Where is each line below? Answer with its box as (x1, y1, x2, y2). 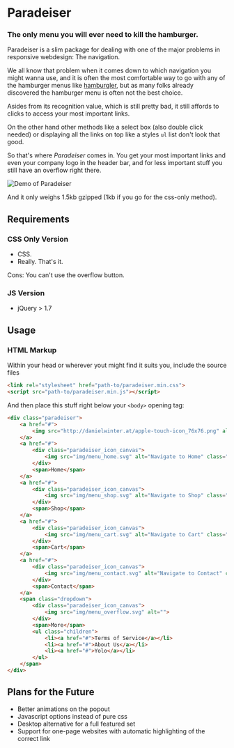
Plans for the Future (7, 686, 95, 698)
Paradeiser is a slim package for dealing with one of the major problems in (7, 45, 221, 54)
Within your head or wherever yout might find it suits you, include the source (7, 361, 227, 370)
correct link (17, 734, 51, 742)
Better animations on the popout (17, 705, 110, 713)
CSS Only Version (7, 234, 68, 244)
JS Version (7, 288, 45, 298)
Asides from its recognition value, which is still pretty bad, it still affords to (7, 102, 219, 111)
